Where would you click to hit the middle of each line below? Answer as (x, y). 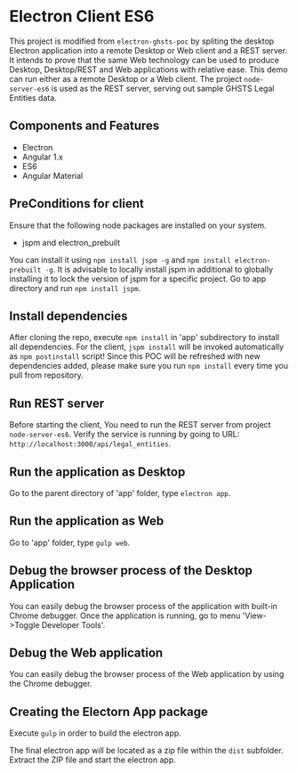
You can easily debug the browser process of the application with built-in (144, 606)
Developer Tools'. (73, 624)
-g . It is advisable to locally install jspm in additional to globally (159, 269)
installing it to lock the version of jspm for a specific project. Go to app (138, 279)
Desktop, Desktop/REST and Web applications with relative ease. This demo (148, 69)
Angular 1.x (43, 157)
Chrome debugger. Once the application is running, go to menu (125, 615)
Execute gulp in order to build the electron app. (96, 733)
